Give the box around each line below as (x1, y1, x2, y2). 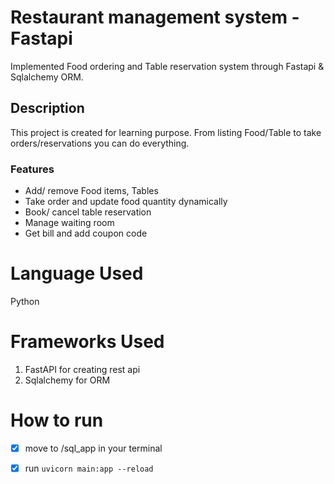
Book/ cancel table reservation (24, 206, 152, 218)
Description (10, 100, 85, 117)
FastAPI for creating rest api (24, 363, 141, 375)
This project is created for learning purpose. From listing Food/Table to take (10, 126, 322, 138)
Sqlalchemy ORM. (10, 71, 84, 83)
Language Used (10, 262, 144, 285)
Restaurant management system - (10, 6, 300, 29)
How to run (10, 409, 104, 432)
